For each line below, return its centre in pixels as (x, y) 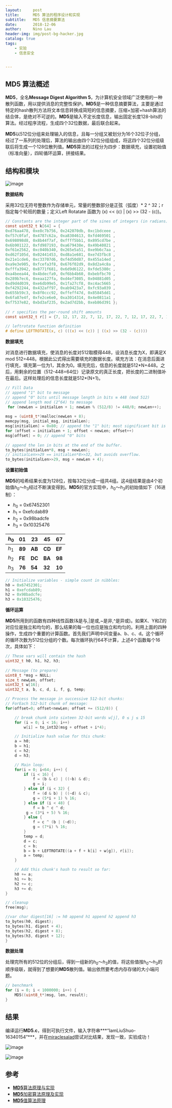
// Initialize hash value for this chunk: (60, 737)
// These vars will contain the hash (46, 656)
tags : (11, 44)
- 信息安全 (25, 53)
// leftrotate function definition (43, 327)
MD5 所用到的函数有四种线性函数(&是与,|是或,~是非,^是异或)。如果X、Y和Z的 (86, 621)
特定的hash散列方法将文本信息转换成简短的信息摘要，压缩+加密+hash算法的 (86, 110)
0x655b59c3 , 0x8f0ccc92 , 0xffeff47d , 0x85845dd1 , (60, 293)
